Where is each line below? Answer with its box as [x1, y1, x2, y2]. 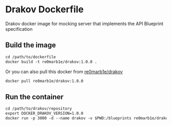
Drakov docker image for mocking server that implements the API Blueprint [5, 20, 164, 27]
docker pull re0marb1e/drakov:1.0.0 [5, 78, 83, 83]
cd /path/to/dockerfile [5, 54, 56, 59]
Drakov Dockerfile [5, 4, 84, 15]
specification [5, 26, 33, 32]
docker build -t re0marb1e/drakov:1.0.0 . [5, 59, 97, 65]
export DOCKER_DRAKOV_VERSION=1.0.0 [5, 111, 83, 116]
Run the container [5, 92, 64, 101]
